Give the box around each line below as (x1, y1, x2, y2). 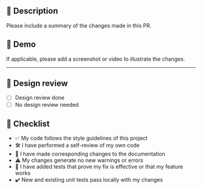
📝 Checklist (6, 118, 50, 129)
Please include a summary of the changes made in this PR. (6, 22, 152, 29)
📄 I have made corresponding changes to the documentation (14, 151, 165, 158)
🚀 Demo (6, 40, 36, 50)
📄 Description (6, 6, 58, 16)
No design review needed (14, 101, 79, 108)
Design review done (14, 94, 65, 101)
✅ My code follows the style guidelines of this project (14, 134, 148, 142)
